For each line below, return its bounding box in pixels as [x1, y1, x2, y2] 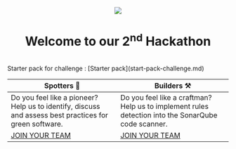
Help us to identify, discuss [11, 102, 100, 112]
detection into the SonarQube [120, 110, 218, 120]
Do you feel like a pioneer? [11, 93, 98, 103]
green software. [11, 119, 63, 129]
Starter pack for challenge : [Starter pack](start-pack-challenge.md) [7, 64, 204, 73]
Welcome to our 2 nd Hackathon [25, 31, 211, 49]
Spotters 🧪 [44, 81, 81, 91]
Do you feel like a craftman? [120, 93, 212, 103]
